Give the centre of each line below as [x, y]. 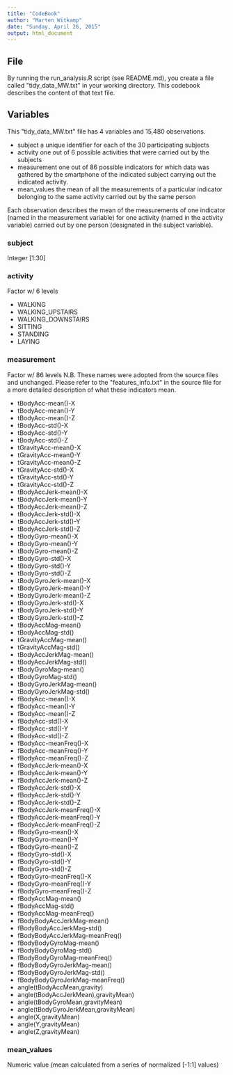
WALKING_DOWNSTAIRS [53, 319]
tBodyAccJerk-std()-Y [49, 521]
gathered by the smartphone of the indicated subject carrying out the [116, 174]
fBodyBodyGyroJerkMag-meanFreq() [71, 980]
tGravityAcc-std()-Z [46, 484]
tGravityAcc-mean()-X [49, 447]
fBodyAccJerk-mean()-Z [53, 780]
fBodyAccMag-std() [46, 906]
